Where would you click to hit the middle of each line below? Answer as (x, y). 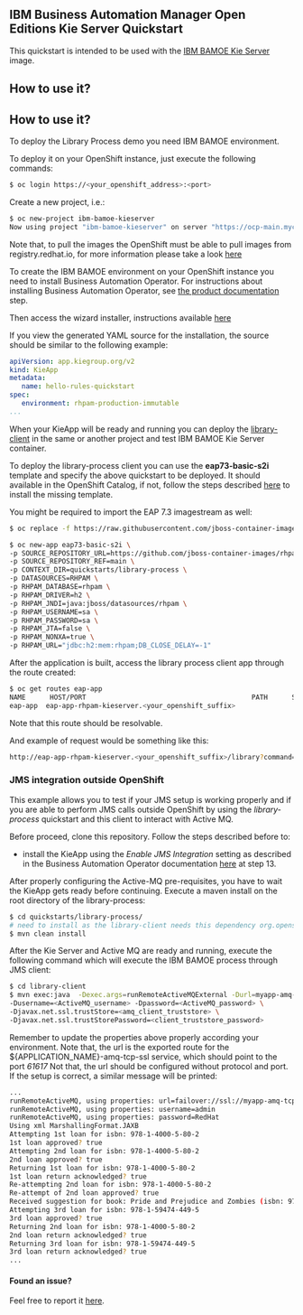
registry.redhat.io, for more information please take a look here (126, 254)
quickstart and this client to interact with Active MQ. (138, 819)
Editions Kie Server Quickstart (96, 29)
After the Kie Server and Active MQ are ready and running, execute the (141, 951)
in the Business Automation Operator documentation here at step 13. (149, 863)
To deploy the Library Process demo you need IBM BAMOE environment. (144, 141)
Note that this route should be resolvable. (86, 723)
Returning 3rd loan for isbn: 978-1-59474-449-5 (102, 1244)
